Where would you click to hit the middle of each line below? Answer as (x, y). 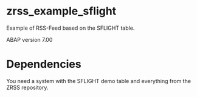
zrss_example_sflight (61, 11)
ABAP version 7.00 (29, 39)
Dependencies (44, 64)
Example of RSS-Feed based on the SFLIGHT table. (71, 28)
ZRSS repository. (27, 87)
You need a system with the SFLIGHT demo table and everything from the (99, 81)
